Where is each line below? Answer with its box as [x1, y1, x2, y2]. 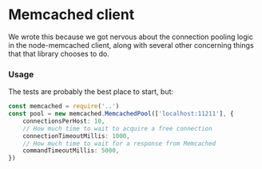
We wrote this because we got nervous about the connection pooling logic [8, 32, 253, 41]
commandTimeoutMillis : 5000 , [22, 147, 120, 155]
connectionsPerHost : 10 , [22, 117, 105, 125]
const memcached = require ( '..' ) [8, 102, 120, 111]
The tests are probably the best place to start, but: [8, 87, 174, 96]
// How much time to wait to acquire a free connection [22, 124, 213, 132]
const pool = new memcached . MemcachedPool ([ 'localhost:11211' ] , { [8, 110, 234, 118]
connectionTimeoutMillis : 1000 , [22, 132, 130, 140]
